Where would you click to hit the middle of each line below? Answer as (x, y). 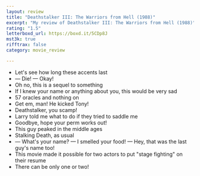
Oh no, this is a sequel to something (59, 85)
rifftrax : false (26, 45)
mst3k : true (21, 39)
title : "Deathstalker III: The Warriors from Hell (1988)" (81, 17)
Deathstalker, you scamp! (46, 110)
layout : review (25, 12)
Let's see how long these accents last (61, 72)
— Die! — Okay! (34, 78)
